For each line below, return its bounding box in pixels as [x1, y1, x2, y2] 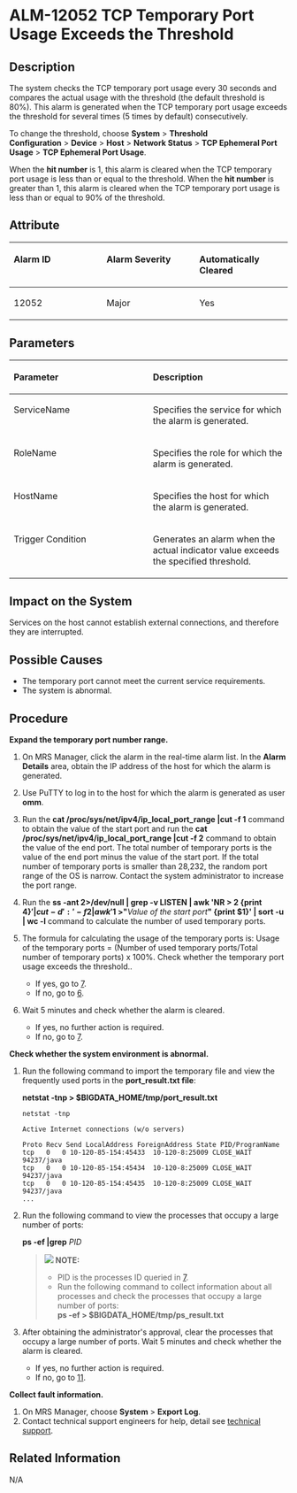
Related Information [9, 1451, 121, 1466]
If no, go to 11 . [34, 1373, 87, 1383]
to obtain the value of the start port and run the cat [21, 824, 208, 835]
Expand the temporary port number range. [9, 735, 169, 745]
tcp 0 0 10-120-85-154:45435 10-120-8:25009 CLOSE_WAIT [21, 1179, 253, 1189]
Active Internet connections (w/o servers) [21, 1125, 186, 1134]
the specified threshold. [153, 555, 252, 567]
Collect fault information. [9, 1389, 104, 1400]
